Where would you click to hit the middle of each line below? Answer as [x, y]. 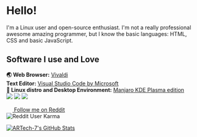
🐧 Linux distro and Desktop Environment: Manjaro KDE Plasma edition [95, 90]
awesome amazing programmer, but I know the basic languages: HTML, [97, 33]
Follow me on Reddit [39, 110]
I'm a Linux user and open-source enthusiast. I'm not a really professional [99, 27]
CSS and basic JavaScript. [40, 40]
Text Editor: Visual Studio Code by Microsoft [63, 83]
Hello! [22, 11]
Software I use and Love [53, 59]
